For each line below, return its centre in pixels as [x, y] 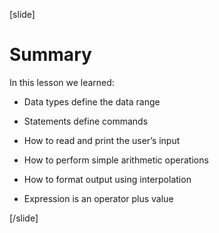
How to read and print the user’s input [102, 140]
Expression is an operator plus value [98, 198]
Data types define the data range [92, 101]
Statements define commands [86, 121]
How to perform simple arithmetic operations [116, 160]
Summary [50, 55]
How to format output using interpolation [107, 179]
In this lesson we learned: [62, 82]
